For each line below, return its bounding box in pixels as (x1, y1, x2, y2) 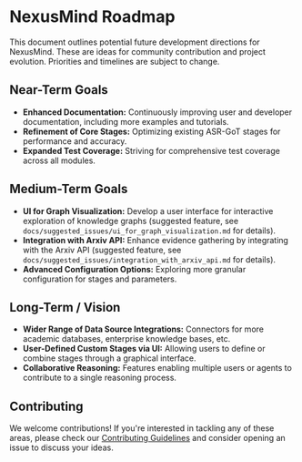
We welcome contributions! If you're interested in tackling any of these (9, 423, 275, 434)
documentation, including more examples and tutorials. (22, 116, 229, 127)
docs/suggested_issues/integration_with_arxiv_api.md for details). (22, 253, 276, 265)
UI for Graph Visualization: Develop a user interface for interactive (22, 205, 274, 216)
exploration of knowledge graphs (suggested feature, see (22, 215, 239, 226)
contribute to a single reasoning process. (22, 372, 177, 384)
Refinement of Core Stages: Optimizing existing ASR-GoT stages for (22, 126, 281, 137)
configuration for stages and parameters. (22, 273, 177, 284)
